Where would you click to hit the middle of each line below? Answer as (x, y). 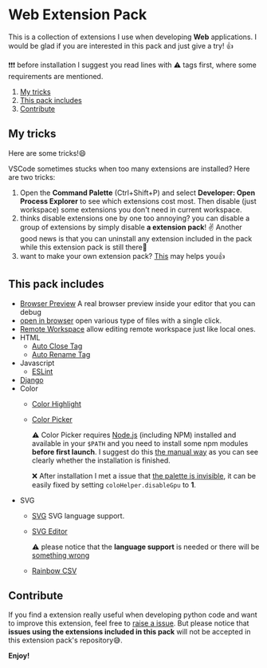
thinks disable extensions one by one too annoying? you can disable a (135, 218)
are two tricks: (32, 177)
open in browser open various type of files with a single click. (120, 320)
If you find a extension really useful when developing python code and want (133, 615)
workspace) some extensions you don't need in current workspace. (131, 209)
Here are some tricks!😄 (47, 153)
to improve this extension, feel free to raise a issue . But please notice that (129, 623)
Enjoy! (19, 656)
